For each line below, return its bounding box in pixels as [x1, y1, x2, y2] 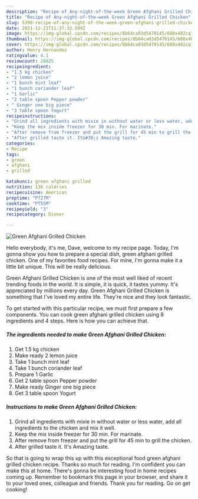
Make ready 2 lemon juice [14, 352, 78, 359]
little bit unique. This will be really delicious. [6, 263, 112, 270]
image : [6, 31, 22, 37]
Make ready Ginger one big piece [14, 383, 96, 390]
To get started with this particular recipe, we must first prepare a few [6, 305, 173, 312]
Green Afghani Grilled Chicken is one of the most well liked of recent [6, 275, 173, 282]
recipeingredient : [6, 63, 51, 70]
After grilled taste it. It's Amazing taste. [14, 443, 110, 451]
